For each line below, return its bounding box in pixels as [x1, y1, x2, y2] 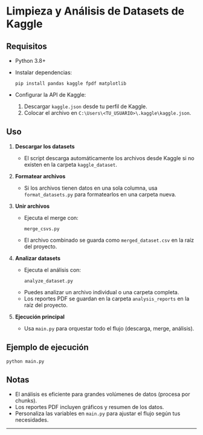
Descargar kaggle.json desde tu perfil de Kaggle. [24, 103, 148, 110]
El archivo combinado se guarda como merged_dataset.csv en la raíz [24, 236, 195, 243]
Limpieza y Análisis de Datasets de [6, 4, 185, 18]
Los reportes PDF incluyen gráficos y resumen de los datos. [14, 404, 164, 411]
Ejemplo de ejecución [6, 343, 89, 353]
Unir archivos [14, 202, 50, 210]
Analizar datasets [14, 254, 61, 262]
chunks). [14, 397, 37, 404]
